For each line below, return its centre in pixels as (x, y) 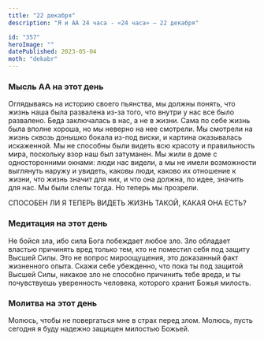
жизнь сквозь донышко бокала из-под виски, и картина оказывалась (125, 137)
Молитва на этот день (53, 303)
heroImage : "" (32, 44)
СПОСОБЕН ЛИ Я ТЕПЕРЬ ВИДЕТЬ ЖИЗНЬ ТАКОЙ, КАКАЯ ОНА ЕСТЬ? (127, 203)
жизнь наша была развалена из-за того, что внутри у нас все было (121, 112)
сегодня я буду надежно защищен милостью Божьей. (99, 328)
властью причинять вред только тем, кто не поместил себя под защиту (129, 249)
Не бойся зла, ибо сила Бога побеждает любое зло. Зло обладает (119, 241)
